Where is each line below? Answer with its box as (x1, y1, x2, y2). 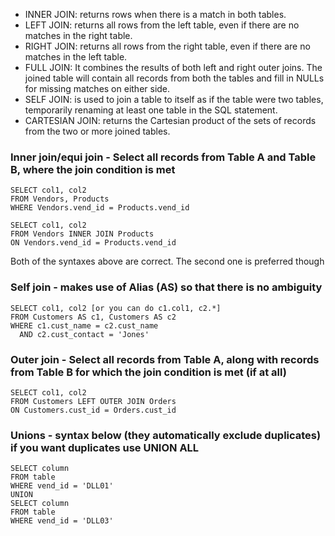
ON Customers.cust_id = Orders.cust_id (10, 405, 177, 415)
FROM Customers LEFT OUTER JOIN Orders (10, 396, 177, 406)
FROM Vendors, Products (10, 194, 110, 204)
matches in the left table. (24, 51, 128, 63)
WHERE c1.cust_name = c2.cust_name (10, 320, 159, 331)
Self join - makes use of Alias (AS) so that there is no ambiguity (10, 280, 323, 294)
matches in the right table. (24, 30, 133, 41)
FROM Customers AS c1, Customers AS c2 (10, 312, 177, 322)
